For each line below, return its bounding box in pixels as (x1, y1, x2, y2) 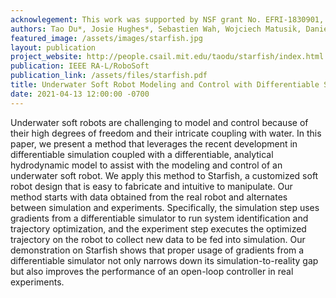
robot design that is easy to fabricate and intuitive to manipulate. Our (10, 180, 293, 192)
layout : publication (10, 42, 97, 53)
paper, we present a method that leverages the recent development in (10, 137, 298, 150)
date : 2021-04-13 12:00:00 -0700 (10, 89, 150, 99)
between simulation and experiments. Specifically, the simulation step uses (10, 201, 320, 213)
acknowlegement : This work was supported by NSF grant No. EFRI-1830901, (10, 14, 325, 25)
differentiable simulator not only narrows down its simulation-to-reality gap (10, 254, 319, 266)
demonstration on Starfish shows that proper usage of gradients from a (10, 244, 305, 256)
